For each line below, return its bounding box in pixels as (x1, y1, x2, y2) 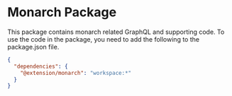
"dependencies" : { (13, 63, 69, 70)
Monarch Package (7, 4, 117, 20)
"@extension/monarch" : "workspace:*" (20, 69, 132, 76)
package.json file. (7, 42, 60, 51)
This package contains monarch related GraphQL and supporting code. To (7, 28, 225, 36)
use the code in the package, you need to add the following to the (7, 35, 200, 43)
